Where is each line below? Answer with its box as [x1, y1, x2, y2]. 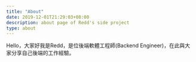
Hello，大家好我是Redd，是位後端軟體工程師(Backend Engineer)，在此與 [6, 42, 185, 49]
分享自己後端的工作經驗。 [11, 50, 75, 57]
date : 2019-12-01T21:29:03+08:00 [6, 14, 90, 20]
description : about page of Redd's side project [6, 19, 130, 25]
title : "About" [6, 8, 44, 15]
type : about [6, 25, 36, 31]
